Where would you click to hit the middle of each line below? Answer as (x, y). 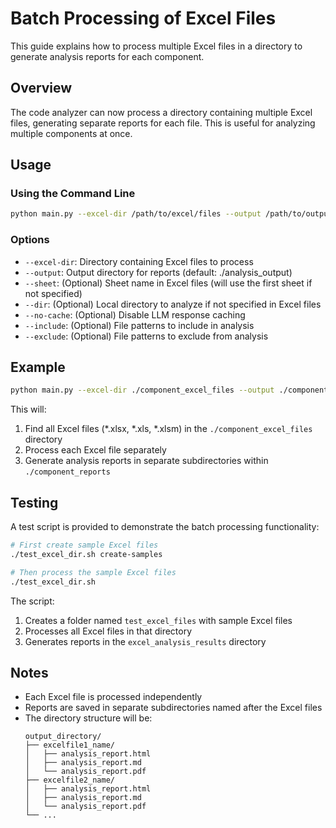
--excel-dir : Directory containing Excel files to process (139, 261)
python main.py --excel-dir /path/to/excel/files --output (136, 214)
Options (30, 240)
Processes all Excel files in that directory (108, 631)
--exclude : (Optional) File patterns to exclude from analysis (146, 336)
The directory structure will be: (88, 718)
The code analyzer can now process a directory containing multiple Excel (161, 112)
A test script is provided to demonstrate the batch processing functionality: (165, 527)
